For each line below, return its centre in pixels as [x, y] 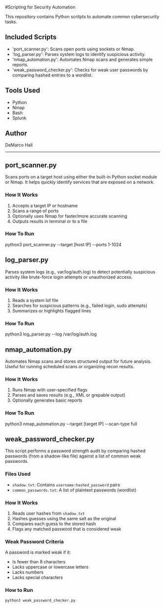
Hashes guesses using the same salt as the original [64, 519]
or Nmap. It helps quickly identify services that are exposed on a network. [80, 182]
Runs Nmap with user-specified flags [50, 390]
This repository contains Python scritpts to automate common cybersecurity [82, 16]
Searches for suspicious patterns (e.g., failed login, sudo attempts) [80, 305]
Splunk [19, 118]
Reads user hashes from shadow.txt [48, 513]
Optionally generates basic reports [47, 400]
